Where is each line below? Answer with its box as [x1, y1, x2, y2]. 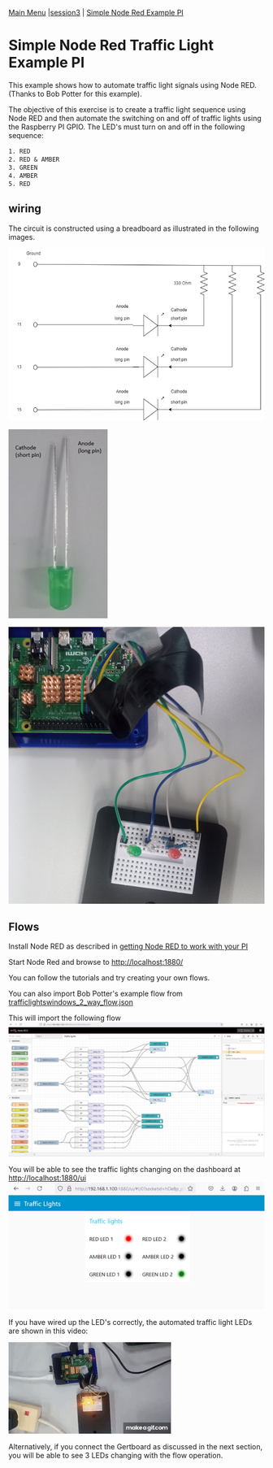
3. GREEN [8, 163, 38, 172]
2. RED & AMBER [8, 155, 60, 163]
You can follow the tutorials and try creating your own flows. [8, 973, 210, 983]
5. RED [8, 180, 31, 188]
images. [8, 232, 35, 241]
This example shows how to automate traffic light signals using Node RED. [8, 80, 258, 89]
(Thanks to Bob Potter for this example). [8, 89, 142, 98]
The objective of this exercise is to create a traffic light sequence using [8, 104, 246, 114]
